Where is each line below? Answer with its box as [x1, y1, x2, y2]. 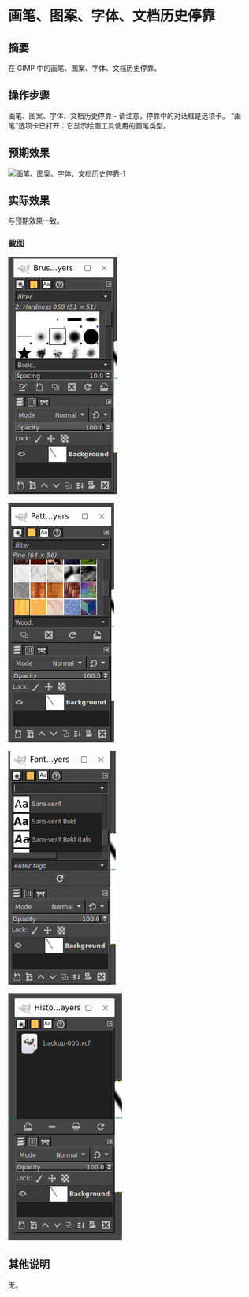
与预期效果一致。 [8, 216, 64, 225]
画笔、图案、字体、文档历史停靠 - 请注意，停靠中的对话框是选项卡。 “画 [8, 111, 242, 121]
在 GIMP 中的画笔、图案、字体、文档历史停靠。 [8, 64, 162, 72]
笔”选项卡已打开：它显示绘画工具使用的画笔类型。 [8, 121, 171, 130]
